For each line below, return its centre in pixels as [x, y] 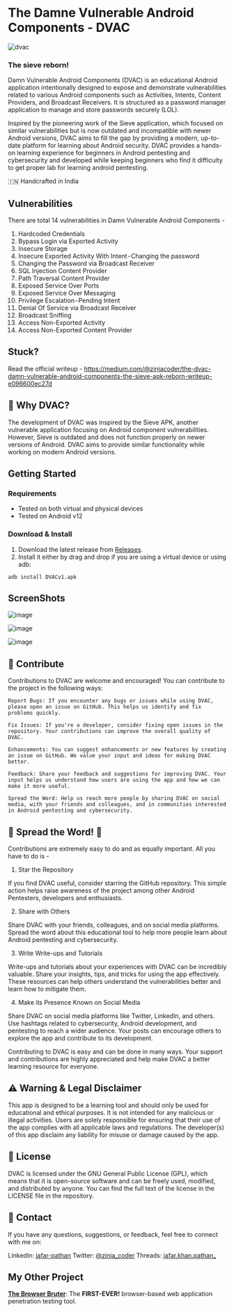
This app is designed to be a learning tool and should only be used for [108, 1105]
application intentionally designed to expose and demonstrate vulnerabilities [117, 88]
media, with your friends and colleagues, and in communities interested [117, 805]
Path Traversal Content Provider [64, 278]
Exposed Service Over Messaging [67, 293]
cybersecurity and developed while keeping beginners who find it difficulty [116, 160]
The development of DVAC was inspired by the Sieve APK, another [103, 422]
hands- [212, 146]
